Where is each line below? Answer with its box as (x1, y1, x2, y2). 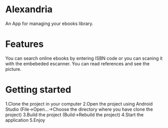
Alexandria (5, 4, 53, 15)
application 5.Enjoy (5, 117, 45, 123)
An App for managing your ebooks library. (5, 20, 93, 27)
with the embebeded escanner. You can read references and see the (5, 60, 150, 67)
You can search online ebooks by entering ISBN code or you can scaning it (5, 55, 163, 61)
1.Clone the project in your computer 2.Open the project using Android (5, 100, 153, 107)
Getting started (5, 84, 71, 95)
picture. (5, 66, 22, 72)
